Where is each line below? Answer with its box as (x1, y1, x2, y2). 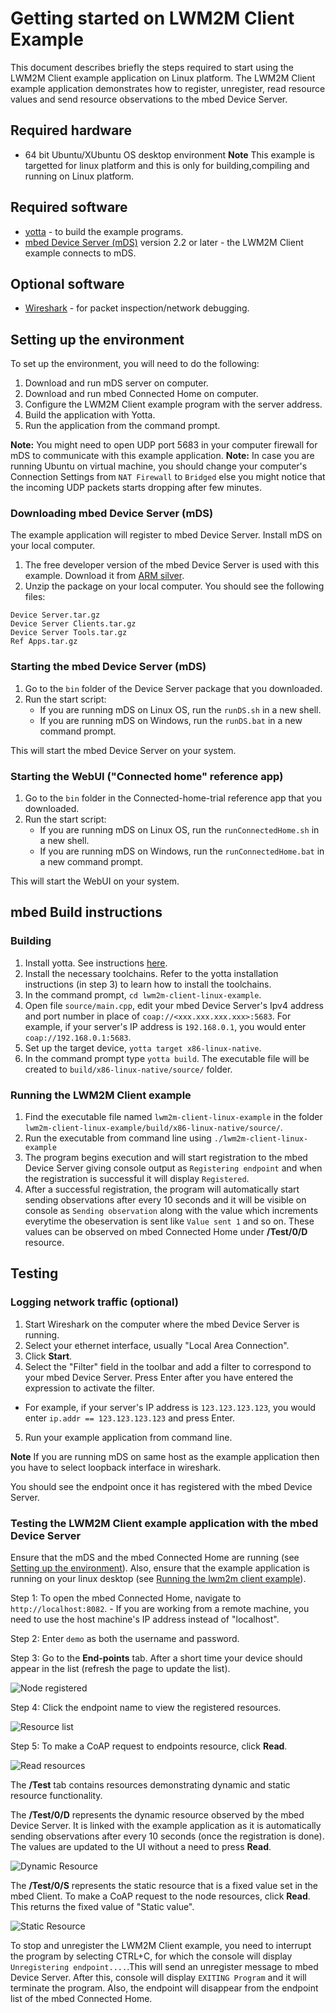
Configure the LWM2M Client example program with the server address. (24, 398, 323, 411)
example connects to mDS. (24, 247, 137, 259)
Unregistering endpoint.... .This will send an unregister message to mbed (10, 1961, 319, 1973)
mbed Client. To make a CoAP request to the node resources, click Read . (10, 1890, 311, 1902)
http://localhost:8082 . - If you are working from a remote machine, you (10, 1603, 310, 1615)
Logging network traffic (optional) (10, 1295, 179, 1309)
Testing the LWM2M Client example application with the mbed (10, 1516, 319, 1530)
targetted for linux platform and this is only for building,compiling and (24, 159, 310, 171)
